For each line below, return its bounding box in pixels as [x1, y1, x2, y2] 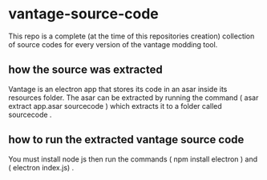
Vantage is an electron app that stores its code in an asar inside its [8, 84, 228, 94]
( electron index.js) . [8, 162, 75, 172]
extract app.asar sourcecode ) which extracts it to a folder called [8, 101, 222, 110]
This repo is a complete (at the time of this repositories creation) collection [8, 31, 255, 41]
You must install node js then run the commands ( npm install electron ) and [8, 154, 258, 164]
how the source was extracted [8, 63, 163, 77]
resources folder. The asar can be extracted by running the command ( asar [8, 93, 259, 102]
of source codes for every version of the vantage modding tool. [8, 39, 218, 49]
